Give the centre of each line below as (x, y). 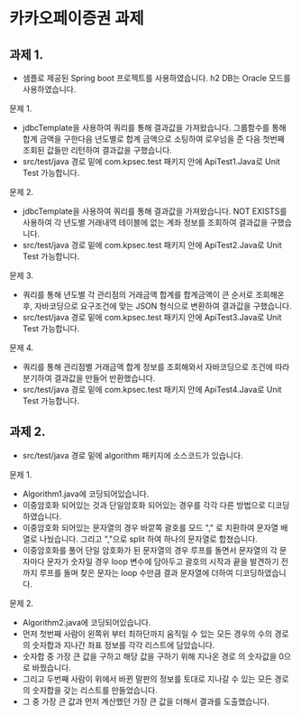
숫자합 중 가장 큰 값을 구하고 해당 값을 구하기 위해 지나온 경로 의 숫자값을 (150, 656)
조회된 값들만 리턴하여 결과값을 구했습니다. (97, 150)
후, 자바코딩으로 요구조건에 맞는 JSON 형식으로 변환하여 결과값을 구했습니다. (157, 306)
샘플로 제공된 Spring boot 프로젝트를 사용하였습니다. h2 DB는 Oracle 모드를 (156, 78)
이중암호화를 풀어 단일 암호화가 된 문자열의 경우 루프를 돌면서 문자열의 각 (150, 550)
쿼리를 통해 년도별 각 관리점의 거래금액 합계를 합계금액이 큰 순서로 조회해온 (154, 295)
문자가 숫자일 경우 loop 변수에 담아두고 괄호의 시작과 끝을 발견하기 (163, 562)
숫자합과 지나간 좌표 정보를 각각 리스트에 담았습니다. (123, 645)
